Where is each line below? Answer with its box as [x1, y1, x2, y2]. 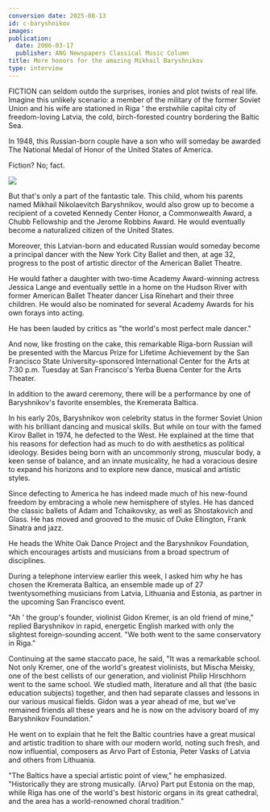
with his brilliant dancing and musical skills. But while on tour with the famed [8, 421, 262, 431]
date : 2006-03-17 [15, 42, 74, 50]
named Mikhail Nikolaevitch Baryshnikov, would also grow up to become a [8, 199, 255, 209]
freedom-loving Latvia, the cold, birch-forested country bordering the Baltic [8, 112, 260, 122]
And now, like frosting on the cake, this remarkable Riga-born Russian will [8, 339, 253, 349]
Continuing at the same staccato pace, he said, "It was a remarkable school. [8, 653, 262, 663]
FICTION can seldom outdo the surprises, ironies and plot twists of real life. [8, 86, 259, 96]
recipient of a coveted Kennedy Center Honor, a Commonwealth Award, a [8, 208, 252, 217]
